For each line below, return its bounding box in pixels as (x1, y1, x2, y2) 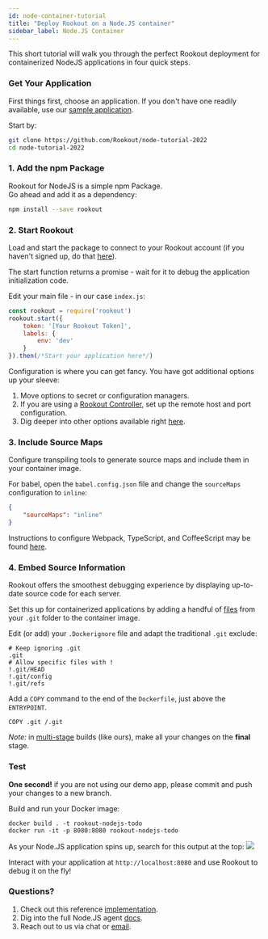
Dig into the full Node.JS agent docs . (19, 912, 143, 922)
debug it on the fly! (8, 865, 72, 875)
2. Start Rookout (8, 224, 74, 235)
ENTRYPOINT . (8, 702, 47, 712)
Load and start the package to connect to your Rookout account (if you (8, 242, 245, 252)
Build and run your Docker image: (8, 803, 120, 813)
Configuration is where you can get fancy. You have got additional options (8, 367, 254, 377)
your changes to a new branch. (8, 788, 112, 798)
